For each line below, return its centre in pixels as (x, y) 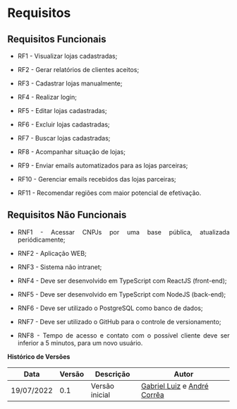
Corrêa (152, 395)
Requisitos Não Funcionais (67, 215)
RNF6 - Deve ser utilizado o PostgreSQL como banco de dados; (110, 308)
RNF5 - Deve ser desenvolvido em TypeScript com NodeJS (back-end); (122, 294)
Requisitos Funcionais (57, 39)
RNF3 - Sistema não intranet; (60, 267)
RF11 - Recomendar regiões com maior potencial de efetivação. (109, 193)
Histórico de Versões (39, 356)
